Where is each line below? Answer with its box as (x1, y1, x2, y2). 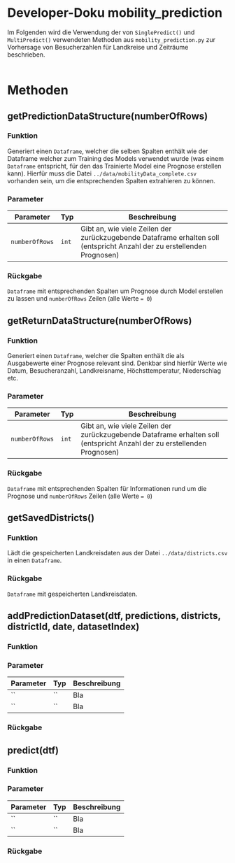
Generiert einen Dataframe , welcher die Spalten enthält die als (7, 352, 185, 360)
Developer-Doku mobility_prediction (7, 5, 222, 21)
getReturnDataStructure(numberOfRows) (7, 315, 192, 327)
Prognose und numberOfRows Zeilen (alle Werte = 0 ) (7, 492, 152, 500)
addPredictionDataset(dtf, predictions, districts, (7, 610, 221, 622)
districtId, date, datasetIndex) (7, 621, 140, 633)
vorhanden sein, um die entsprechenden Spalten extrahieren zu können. (7, 176, 215, 185)
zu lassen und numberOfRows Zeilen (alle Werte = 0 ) (7, 294, 152, 303)
